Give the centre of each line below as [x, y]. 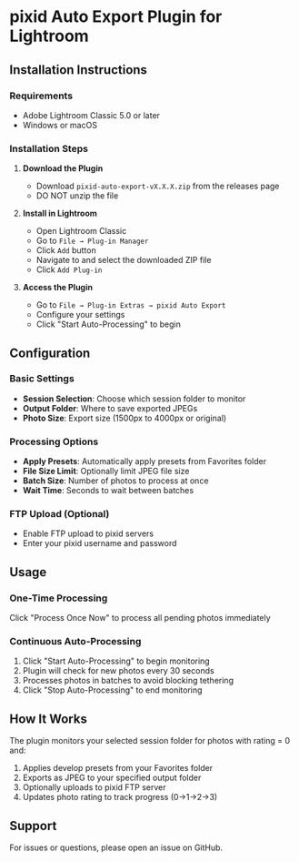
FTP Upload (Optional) [60, 514]
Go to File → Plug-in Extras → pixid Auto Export [131, 305]
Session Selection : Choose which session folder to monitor [134, 399]
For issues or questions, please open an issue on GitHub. [116, 847]
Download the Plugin [63, 168]
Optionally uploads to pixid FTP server [94, 787]
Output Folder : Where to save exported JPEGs [110, 408]
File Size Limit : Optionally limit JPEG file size [106, 472]
